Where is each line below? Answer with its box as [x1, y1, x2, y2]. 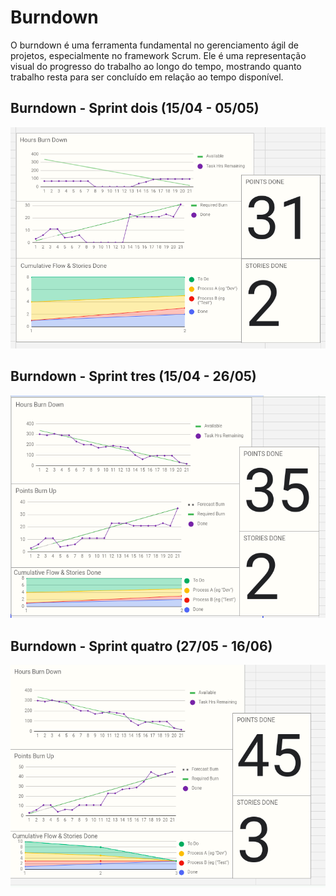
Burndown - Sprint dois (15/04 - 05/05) [10, 100, 260, 117]
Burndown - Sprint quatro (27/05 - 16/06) [10, 637, 273, 655]
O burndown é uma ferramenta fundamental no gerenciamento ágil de [10, 39, 299, 51]
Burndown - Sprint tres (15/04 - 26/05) [10, 368, 257, 385]
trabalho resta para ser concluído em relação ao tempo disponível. [10, 71, 284, 83]
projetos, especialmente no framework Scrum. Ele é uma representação [10, 49, 307, 61]
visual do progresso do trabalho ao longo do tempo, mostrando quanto [10, 60, 302, 72]
